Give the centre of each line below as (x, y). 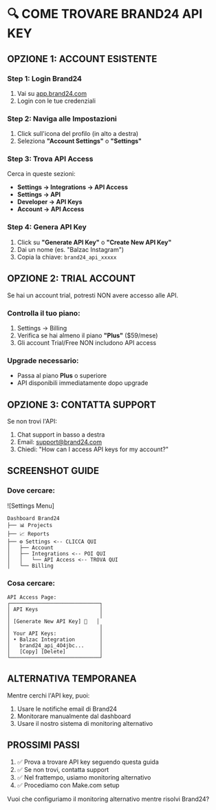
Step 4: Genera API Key (47, 227)
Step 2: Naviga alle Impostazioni (62, 119)
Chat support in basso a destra (61, 434)
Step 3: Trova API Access (50, 159)
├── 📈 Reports (28, 534)
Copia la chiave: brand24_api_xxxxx (67, 257)
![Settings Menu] (31, 506)
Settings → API (39, 195)
